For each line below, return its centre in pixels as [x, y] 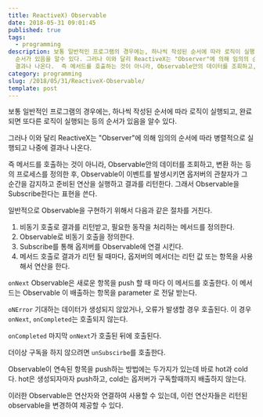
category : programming [45, 74]
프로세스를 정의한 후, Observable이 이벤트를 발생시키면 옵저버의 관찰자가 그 [132, 174]
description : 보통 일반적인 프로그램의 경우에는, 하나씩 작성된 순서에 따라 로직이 [124, 52]
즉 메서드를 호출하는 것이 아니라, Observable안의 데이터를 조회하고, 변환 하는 [126, 165]
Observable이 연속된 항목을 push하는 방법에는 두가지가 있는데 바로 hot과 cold [128, 369]
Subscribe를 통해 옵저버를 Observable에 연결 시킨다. [101, 247]
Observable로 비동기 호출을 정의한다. [77, 237]
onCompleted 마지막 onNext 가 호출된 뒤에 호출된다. [85, 336]
